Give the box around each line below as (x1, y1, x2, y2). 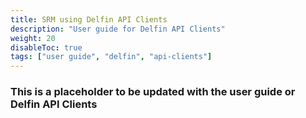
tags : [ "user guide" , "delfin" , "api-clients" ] (10, 52, 213, 62)
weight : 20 (10, 33, 56, 43)
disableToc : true (10, 42, 83, 53)
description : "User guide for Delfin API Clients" (10, 24, 226, 34)
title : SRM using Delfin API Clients (10, 14, 168, 25)
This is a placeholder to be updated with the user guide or (10, 85, 296, 99)
